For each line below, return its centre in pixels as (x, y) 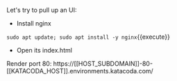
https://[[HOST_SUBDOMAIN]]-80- (103, 64)
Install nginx (34, 23)
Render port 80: (29, 64)
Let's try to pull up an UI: (42, 10)
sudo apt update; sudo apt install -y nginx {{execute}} (88, 37)
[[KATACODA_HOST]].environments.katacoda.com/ (80, 71)
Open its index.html (44, 50)
